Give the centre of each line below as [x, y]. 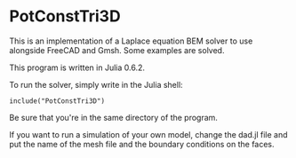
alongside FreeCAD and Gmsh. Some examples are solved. [117, 50]
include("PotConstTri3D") [57, 101]
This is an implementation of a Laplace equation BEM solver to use [131, 41]
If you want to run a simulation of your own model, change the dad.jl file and [148, 134]
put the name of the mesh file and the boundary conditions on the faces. [142, 144]
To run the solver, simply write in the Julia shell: [96, 84]
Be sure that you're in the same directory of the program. [113, 117]
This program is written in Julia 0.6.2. [77, 67]
